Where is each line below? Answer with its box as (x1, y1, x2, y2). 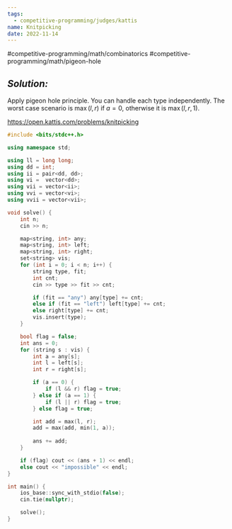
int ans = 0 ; (20, 339, 59, 347)
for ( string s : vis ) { (20, 346, 91, 353)
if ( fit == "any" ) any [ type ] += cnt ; (33, 294, 144, 301)
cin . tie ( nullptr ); (20, 496, 74, 504)
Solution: (7, 77, 48, 89)
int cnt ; (33, 274, 59, 282)
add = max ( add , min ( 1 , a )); (33, 424, 115, 432)
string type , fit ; (33, 268, 87, 275)
